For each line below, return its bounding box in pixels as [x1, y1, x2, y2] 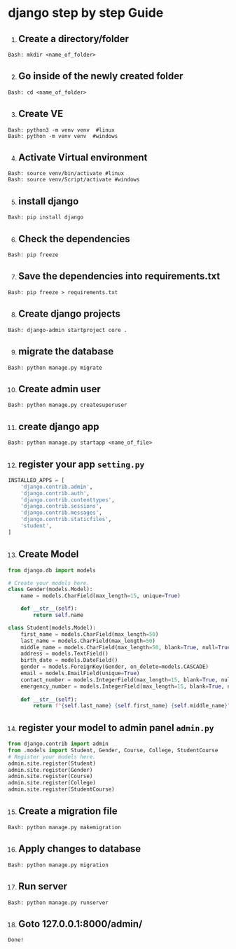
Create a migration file [18, 805, 118, 817]
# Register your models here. [8, 753, 97, 761]
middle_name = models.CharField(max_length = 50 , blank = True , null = [20, 644, 218, 651]
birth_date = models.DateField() [20, 657, 118, 664]
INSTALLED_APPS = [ [8, 476, 65, 484]
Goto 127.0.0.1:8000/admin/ [18, 917, 143, 929]
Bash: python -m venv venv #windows [8, 132, 118, 139]
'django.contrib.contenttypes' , [20, 496, 115, 504]
